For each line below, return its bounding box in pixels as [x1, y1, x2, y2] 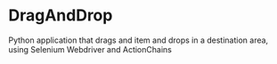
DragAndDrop [8, 5, 113, 26]
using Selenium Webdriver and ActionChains [8, 44, 173, 54]
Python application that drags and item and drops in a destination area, [8, 35, 269, 45]
